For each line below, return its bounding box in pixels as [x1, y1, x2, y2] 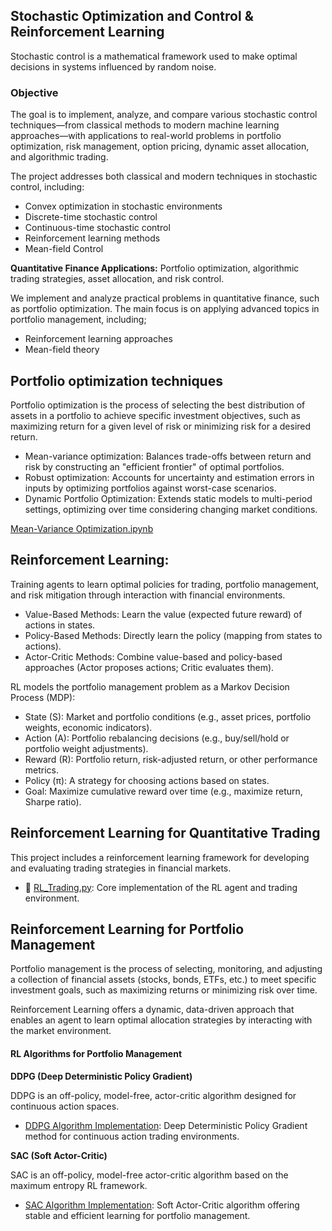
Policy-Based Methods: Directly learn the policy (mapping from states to [24, 629, 323, 641]
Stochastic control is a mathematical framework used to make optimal [10, 50, 298, 62]
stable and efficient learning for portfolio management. [24, 1209, 251, 1221]
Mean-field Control [24, 243, 104, 255]
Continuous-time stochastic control [24, 222, 171, 234]
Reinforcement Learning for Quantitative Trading [10, 825, 321, 842]
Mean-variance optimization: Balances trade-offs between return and [24, 450, 312, 462]
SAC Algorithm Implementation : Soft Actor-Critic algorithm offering [24, 1199, 300, 1211]
